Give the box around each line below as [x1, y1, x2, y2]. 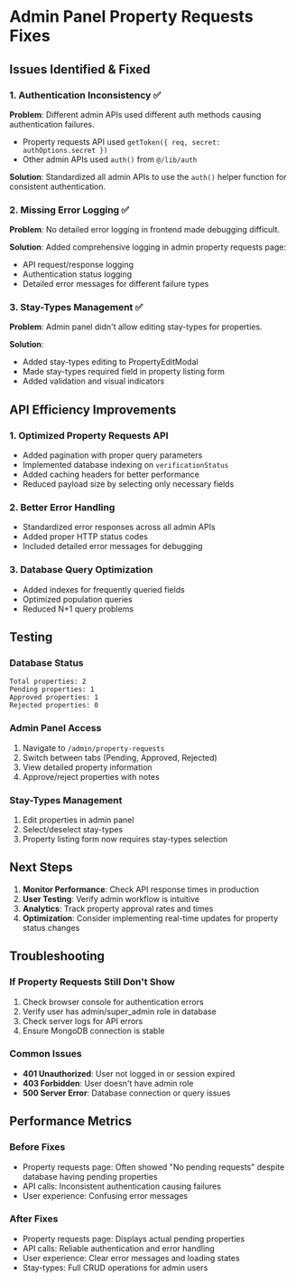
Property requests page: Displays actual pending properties [22, 1233, 245, 1244]
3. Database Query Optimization [9, 564, 153, 576]
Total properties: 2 [9, 677, 88, 687]
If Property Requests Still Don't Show [9, 975, 176, 988]
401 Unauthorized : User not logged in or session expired [22, 1068, 236, 1078]
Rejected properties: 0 [9, 701, 99, 710]
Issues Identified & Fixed [9, 62, 151, 77]
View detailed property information [22, 762, 153, 773]
